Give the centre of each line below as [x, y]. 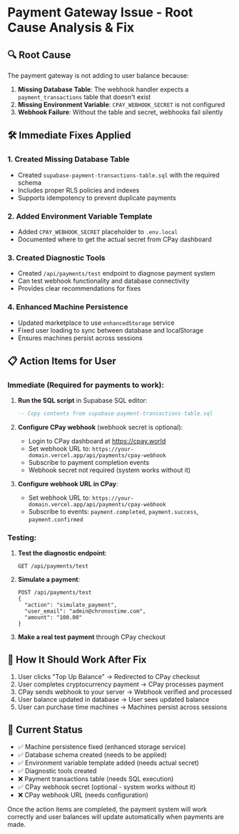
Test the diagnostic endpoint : [62, 553]
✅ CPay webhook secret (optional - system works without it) [107, 787]
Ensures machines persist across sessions [80, 338]
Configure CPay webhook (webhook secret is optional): [100, 427]
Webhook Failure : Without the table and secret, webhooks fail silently [120, 112]
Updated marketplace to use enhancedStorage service [96, 323]
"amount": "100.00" [53, 618]
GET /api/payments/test [53, 566]
